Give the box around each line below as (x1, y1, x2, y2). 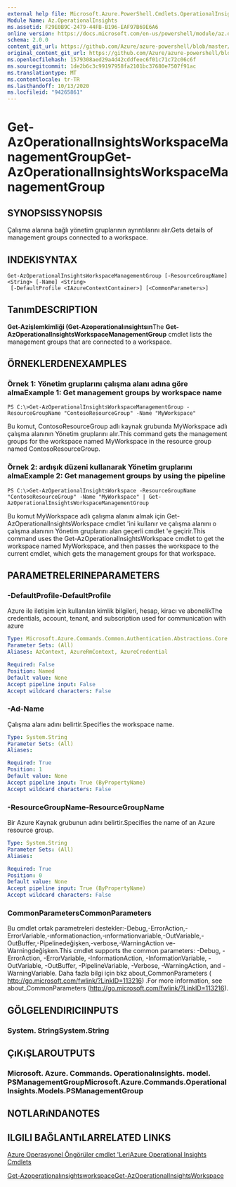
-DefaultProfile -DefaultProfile (7, 591, 111, 601)
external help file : (7, 10, 68, 18)
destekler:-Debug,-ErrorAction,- (95, 924, 188, 933)
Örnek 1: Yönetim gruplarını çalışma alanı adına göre (7, 379, 188, 389)
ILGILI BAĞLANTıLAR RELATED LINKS (7, 1131, 171, 1143)
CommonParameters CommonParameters (7, 908, 152, 918)
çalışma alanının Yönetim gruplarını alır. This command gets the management (7, 430, 228, 438)
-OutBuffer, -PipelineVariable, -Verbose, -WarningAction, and (44, 962, 221, 970)
